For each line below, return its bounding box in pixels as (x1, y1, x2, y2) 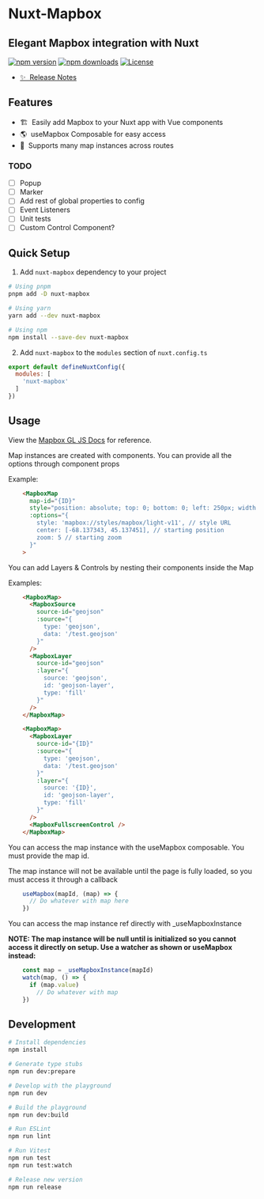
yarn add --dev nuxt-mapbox (8, 312, 101, 320)
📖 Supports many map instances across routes (19, 140, 174, 150)
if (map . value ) (28, 981, 80, 989)
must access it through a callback (8, 875, 119, 884)
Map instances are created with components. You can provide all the (8, 450, 232, 460)
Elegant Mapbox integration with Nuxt (8, 36, 199, 50)
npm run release (8, 1183, 62, 1191)
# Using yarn (8, 304, 51, 312)
